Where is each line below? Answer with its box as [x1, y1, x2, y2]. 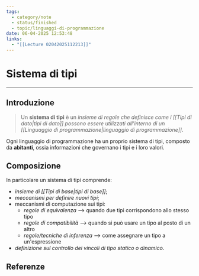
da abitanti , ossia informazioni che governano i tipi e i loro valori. [6, 144, 165, 151]
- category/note [11, 14, 52, 20]
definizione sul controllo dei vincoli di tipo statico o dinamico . [14, 245, 165, 252]
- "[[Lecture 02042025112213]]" [11, 42, 92, 48]
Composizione [6, 161, 61, 171]
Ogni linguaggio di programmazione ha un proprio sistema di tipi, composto [6, 137, 191, 145]
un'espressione [23, 238, 62, 245]
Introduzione [6, 98, 55, 108]
